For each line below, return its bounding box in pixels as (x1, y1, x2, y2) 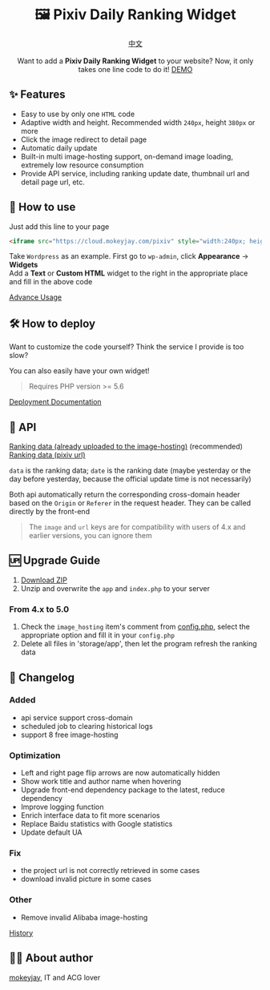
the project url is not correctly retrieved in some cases (20, 866, 200, 875)
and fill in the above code (9, 277, 93, 287)
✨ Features (9, 88, 66, 102)
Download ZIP (20, 575, 67, 585)
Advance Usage (9, 292, 62, 302)
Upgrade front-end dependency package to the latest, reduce (20, 785, 225, 795)
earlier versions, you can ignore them (28, 531, 152, 541)
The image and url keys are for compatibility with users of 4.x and (28, 522, 246, 532)
